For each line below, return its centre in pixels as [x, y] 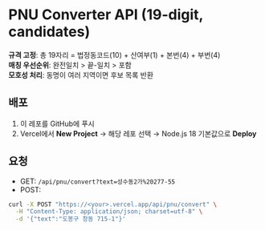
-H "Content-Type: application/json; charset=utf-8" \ [109, 212]
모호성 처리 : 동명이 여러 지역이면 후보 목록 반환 [81, 75]
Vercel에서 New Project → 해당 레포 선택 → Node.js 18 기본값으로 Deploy [138, 133]
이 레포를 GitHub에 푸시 [57, 123]
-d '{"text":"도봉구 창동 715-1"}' [71, 219]
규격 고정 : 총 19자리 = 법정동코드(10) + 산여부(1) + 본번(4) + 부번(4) [114, 54]
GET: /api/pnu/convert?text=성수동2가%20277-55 [97, 181]
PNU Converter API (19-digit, [106, 15]
